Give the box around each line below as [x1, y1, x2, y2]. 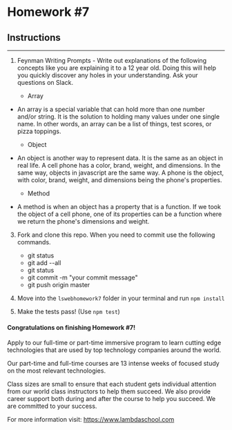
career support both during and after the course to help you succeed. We [7, 395, 216, 403]
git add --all [27, 259, 61, 266]
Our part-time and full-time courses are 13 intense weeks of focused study [7, 360, 220, 368]
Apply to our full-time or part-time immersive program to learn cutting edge [7, 339, 222, 347]
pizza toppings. [17, 127, 61, 135]
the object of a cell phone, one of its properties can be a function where [17, 210, 222, 218]
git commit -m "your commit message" [27, 273, 138, 282]
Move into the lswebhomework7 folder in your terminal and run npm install [17, 294, 225, 302]
